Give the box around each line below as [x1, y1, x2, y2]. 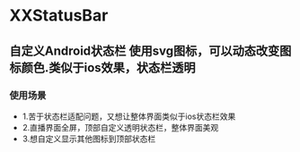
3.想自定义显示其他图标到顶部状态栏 [22, 133, 156, 144]
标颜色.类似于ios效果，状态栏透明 [9, 60, 196, 75]
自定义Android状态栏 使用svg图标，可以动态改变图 [9, 43, 292, 58]
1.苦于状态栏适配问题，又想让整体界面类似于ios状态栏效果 [22, 111, 236, 122]
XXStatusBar [9, 5, 109, 26]
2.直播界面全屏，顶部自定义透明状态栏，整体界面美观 [22, 122, 219, 132]
